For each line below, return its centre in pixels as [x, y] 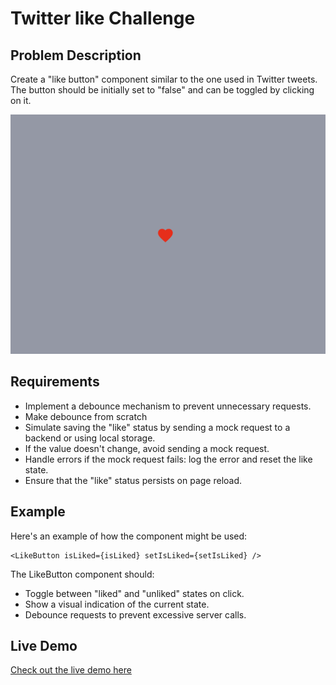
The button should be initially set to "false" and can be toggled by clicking [162, 90]
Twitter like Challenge [103, 18]
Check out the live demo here [71, 670]
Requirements [55, 382]
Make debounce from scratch [86, 416]
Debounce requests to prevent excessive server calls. [135, 614]
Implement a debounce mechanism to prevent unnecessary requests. [168, 406]
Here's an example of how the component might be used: [129, 536]
